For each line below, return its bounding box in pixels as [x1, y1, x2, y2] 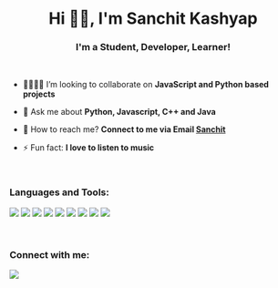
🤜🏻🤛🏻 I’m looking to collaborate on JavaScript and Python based [22, 79, 269, 90]
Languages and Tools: [9, 186, 109, 199]
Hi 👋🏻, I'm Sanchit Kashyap [48, 8, 258, 29]
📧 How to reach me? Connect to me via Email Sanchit [22, 124, 226, 135]
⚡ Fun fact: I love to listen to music [22, 142, 155, 153]
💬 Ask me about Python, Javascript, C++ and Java [22, 107, 216, 118]
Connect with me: [9, 248, 90, 261]
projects [22, 88, 56, 99]
